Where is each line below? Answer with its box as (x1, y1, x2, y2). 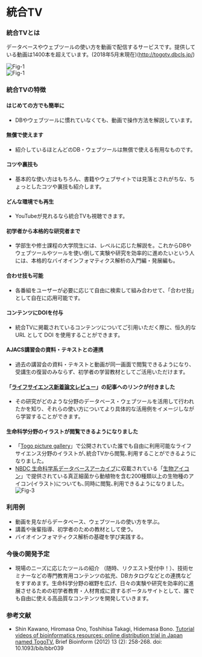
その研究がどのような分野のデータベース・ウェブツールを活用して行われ (14, 398, 194, 405)
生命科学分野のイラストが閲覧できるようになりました (6, 428, 139, 435)
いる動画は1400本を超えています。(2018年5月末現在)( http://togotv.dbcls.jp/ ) (6, 51, 195, 58)
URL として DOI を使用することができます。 (14, 331, 124, 338)
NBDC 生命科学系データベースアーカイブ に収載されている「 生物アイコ (14, 465, 190, 472)
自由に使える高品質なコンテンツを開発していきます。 (20, 595, 152, 602)
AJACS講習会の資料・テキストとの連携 (6, 346, 104, 353)
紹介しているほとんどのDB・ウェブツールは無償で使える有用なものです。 (14, 146, 196, 153)
